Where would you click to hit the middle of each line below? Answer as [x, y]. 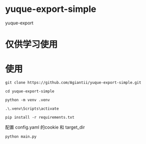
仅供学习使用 [32, 44]
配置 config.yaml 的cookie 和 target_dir [45, 127]
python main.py [21, 137]
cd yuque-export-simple [30, 91]
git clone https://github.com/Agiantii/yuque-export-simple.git [73, 83]
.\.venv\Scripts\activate [32, 109]
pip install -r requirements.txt [40, 118]
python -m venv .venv [28, 100]
